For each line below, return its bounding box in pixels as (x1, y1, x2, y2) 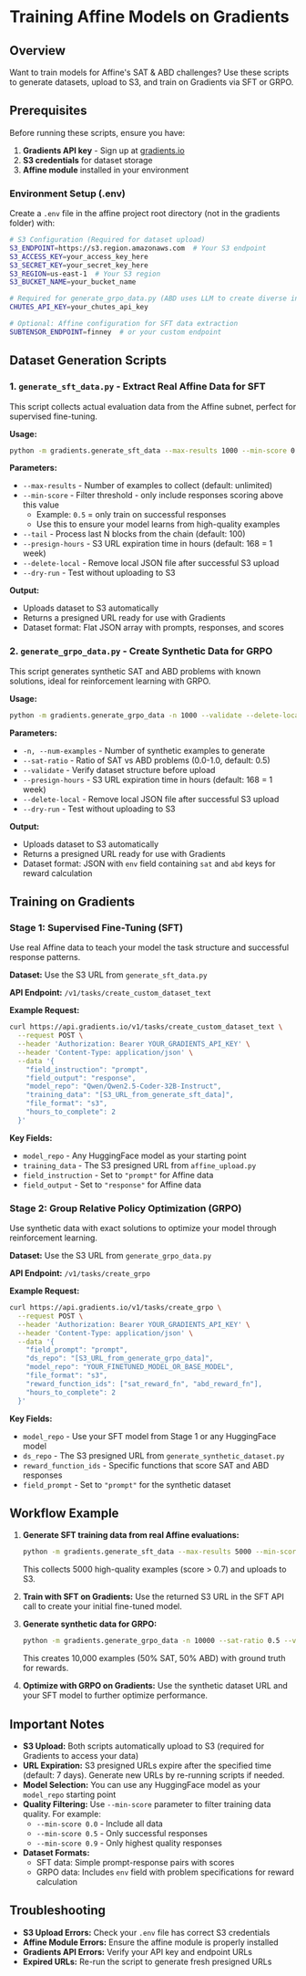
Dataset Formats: (22, 1846, 90, 1858)
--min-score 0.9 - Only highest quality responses (36, 1837, 223, 1848)
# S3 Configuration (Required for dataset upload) (9, 235, 206, 245)
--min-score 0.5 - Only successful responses (36, 1827, 208, 1838)
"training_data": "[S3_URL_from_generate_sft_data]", (25, 1091, 234, 1100)
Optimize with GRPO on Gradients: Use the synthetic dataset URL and (22, 1680, 289, 1691)
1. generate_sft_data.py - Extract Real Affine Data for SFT (9, 381, 266, 393)
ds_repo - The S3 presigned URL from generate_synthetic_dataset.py (22, 1449, 285, 1461)
